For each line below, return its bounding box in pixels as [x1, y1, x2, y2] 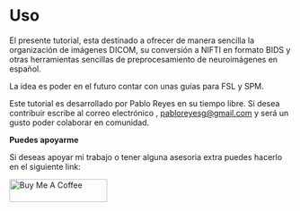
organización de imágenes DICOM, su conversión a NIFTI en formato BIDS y [9, 44, 291, 55]
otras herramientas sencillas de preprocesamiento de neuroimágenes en [9, 54, 278, 64]
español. [9, 63, 42, 74]
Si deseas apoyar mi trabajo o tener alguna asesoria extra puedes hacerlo [9, 151, 283, 162]
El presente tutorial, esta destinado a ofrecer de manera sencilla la [9, 35, 255, 46]
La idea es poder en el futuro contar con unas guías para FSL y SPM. [9, 80, 265, 91]
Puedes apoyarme [9, 134, 79, 145]
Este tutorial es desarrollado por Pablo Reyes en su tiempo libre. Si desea [9, 97, 280, 108]
